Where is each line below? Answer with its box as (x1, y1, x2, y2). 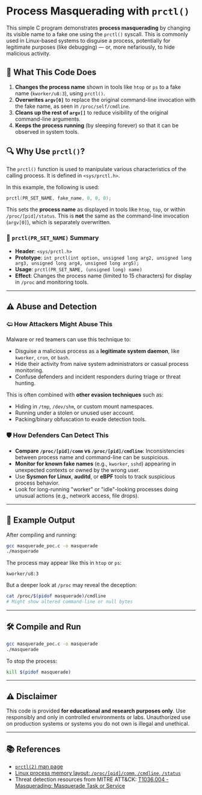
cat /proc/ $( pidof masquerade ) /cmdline (6, 593, 106, 599)
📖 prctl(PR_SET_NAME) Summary (6, 234, 99, 242)
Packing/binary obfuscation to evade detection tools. (14, 416, 147, 423)
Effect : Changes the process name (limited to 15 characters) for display (14, 272, 192, 279)
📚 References (6, 744, 61, 754)
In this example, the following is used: (6, 183, 100, 190)
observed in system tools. (14, 128, 79, 135)
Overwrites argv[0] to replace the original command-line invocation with (14, 96, 196, 103)
